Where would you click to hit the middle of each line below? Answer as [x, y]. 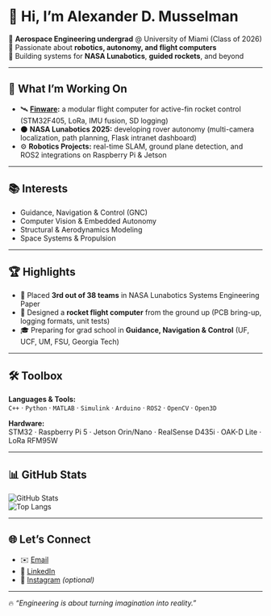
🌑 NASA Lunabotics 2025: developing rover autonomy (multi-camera [137, 129]
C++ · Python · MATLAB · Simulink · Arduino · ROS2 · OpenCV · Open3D [113, 408]
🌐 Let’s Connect [50, 540]
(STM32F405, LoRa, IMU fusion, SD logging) [94, 120]
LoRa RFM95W [33, 441]
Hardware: [27, 424]
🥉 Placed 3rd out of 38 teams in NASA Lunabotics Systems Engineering [140, 295]
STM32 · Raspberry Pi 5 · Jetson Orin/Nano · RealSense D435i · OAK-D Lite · [135, 432]
